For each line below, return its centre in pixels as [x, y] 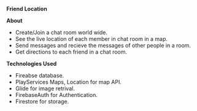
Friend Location [27, 9]
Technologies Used [32, 64]
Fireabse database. [40, 75]
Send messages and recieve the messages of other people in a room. [103, 45]
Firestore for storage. [42, 101]
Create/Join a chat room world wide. [61, 32]
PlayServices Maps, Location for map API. [68, 82]
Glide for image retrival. [45, 88]
